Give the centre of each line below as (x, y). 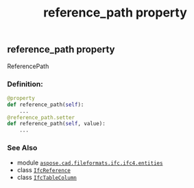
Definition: (25, 84)
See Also (22, 148)
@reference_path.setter (41, 117)
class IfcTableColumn (47, 178)
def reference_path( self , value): (57, 124)
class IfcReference (44, 170)
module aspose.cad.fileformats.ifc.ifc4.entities (90, 163)
